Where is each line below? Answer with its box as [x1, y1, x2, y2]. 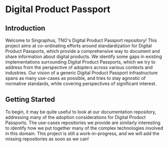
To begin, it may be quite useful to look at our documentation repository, [5, 108, 156, 115]
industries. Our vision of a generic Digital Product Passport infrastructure [5, 70, 158, 76]
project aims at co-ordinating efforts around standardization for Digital [5, 43, 152, 49]
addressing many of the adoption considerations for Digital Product [5, 114, 146, 120]
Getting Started [5, 95, 55, 104]
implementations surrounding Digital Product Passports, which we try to [5, 59, 156, 65]
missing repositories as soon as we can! [5, 136, 89, 142]
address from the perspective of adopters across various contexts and [5, 65, 153, 70]
